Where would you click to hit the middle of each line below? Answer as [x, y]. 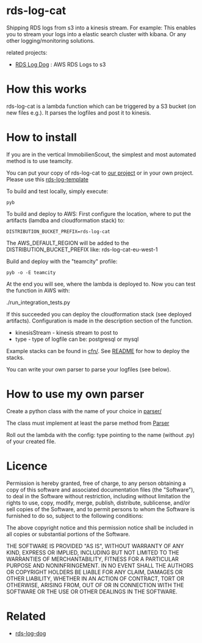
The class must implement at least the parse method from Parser [88, 423]
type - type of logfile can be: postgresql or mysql [77, 339]
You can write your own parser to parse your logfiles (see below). [88, 369]
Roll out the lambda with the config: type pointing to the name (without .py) [101, 435]
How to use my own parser [75, 394]
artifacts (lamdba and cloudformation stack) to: [66, 220]
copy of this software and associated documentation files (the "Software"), [101, 489]
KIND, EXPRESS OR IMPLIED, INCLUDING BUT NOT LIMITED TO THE [93, 552]
